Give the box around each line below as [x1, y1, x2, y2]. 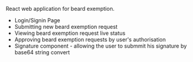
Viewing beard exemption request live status [14, 29, 126, 37]
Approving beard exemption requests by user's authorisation [14, 36, 166, 43]
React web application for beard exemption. [5, 5, 115, 12]
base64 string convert [14, 49, 70, 56]
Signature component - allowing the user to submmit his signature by [14, 42, 187, 49]
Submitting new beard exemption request [14, 23, 118, 30]
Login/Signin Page [14, 17, 61, 23]
